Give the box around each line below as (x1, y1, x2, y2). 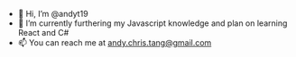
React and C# (17, 28, 69, 37)
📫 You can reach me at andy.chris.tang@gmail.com (17, 37, 212, 48)
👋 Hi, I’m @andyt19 (17, 9, 88, 19)
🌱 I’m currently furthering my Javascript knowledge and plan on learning (17, 18, 288, 28)
